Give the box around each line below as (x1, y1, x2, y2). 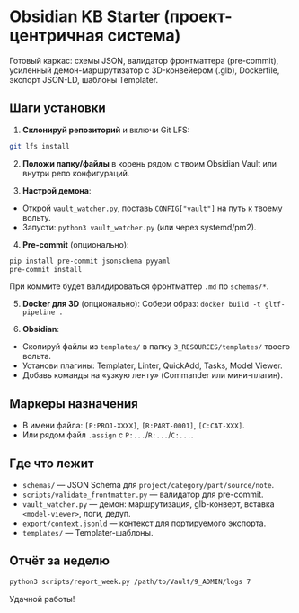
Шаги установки (9, 101, 106, 116)
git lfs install (9, 141, 70, 150)
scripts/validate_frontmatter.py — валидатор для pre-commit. (22, 489, 264, 500)
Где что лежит (9, 455, 94, 471)
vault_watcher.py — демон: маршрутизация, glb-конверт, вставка (22, 499, 276, 509)
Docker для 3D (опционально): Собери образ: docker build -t (22, 299, 261, 310)
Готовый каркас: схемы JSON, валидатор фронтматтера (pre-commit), (9, 55, 279, 66)
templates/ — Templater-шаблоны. (22, 527, 154, 537)
